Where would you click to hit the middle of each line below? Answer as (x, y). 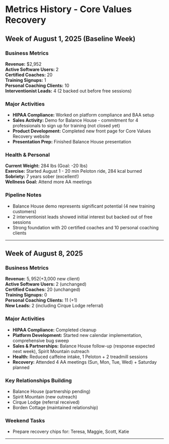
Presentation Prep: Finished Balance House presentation (72, 142)
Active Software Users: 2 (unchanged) (46, 284)
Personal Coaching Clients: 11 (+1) (41, 300)
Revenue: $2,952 (23, 64)
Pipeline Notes (23, 195)
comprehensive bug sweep (41, 340)
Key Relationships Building (38, 380)
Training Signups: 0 (26, 295)
